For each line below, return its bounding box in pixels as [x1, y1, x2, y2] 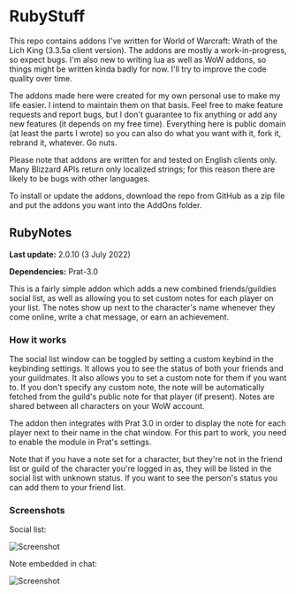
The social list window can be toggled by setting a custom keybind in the [9, 354, 274, 365]
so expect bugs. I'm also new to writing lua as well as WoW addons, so [9, 54, 267, 65]
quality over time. [9, 73, 72, 83]
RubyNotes [9, 226, 72, 241]
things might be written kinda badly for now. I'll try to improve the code [9, 64, 267, 74]
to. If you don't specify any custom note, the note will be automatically [9, 382, 265, 393]
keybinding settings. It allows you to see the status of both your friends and [9, 363, 285, 374]
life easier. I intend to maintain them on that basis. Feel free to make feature [9, 99, 284, 110]
